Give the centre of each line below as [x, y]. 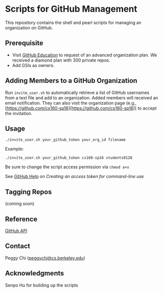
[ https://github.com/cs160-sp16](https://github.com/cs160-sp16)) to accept [81, 108]
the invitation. [19, 113]
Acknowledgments [35, 273]
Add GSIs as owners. [33, 65]
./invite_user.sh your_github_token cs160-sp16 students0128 [69, 158]
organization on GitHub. [29, 27]
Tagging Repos [29, 192]
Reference [21, 219]
